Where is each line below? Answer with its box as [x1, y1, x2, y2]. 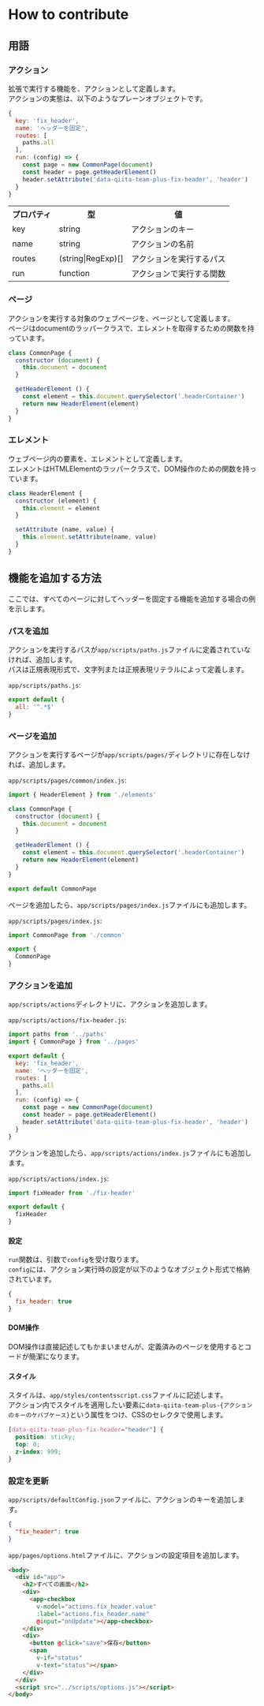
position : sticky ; [15, 1433, 76, 1441]
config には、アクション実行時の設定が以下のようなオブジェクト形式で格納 [8, 1264, 251, 1275]
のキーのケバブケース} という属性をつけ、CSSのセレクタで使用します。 [8, 1410, 228, 1420]
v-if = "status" [36, 1654, 83, 1662]
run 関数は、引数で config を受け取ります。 [8, 1255, 143, 1264]
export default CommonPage [8, 885, 97, 893]
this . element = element [22, 504, 101, 512]
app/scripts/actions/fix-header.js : [8, 1015, 128, 1025]
